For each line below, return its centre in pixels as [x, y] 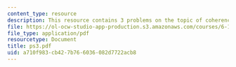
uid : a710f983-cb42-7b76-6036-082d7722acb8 [72, 53]
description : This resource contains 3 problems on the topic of [105, 20]
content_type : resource [42, 14]
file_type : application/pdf [48, 33]
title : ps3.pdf [29, 46]
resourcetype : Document [42, 40]
